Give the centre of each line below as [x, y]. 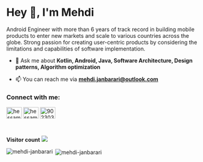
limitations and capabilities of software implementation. [76, 49]
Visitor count [23, 140]
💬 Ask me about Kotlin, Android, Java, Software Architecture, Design [104, 60]
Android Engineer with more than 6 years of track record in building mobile [100, 29]
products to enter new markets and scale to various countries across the [98, 35]
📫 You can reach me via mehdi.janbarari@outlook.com [87, 79]
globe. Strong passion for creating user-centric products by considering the [102, 42]
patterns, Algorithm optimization [58, 67]
